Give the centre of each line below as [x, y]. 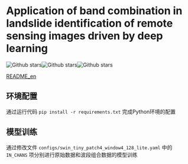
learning [27, 49]
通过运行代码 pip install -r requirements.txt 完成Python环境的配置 [91, 111]
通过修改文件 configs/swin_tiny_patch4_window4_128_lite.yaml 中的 [89, 147]
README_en [21, 76]
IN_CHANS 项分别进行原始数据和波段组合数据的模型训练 [72, 155]
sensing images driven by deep [85, 36]
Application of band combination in [94, 11]
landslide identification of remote [90, 23]
